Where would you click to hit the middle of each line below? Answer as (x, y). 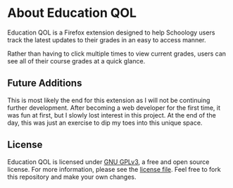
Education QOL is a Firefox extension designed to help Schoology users (111, 32)
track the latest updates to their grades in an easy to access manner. (107, 39)
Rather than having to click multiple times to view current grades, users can (117, 54)
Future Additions (45, 83)
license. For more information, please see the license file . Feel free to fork (114, 169)
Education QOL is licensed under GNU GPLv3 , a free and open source (108, 162)
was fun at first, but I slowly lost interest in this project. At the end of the (112, 115)
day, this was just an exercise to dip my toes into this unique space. (105, 123)
